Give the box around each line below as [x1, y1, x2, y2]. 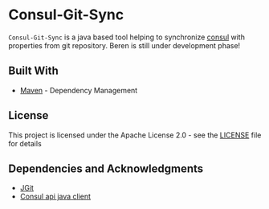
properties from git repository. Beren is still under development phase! [8, 40, 241, 50]
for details [8, 138, 42, 148]
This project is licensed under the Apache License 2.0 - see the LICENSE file [8, 130, 262, 140]
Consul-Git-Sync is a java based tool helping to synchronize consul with [8, 32, 245, 42]
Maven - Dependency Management [19, 85, 138, 95]
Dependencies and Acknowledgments [8, 162, 204, 175]
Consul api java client [19, 191, 91, 202]
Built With [8, 64, 59, 78]
